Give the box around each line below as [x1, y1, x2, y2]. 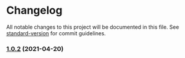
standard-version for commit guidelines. [6, 29, 106, 36]
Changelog [6, 4, 63, 17]
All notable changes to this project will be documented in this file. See [6, 23, 180, 30]
